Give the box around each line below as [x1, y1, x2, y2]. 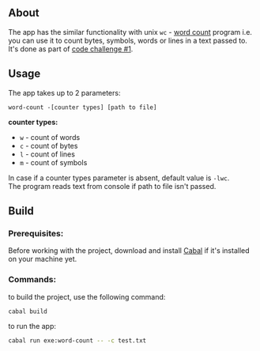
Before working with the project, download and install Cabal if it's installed [8, 246, 251, 255]
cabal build [8, 308, 47, 315]
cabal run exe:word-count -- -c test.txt [8, 337, 147, 345]
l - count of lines [19, 149, 75, 159]
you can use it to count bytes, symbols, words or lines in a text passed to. [8, 36, 247, 45]
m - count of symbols [19, 157, 88, 167]
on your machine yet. [8, 255, 77, 264]
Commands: [8, 274, 57, 285]
